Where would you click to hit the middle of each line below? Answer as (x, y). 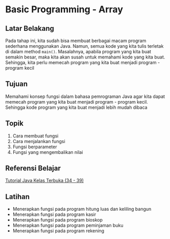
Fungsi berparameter (35, 147)
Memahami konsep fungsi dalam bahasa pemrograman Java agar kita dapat (85, 96)
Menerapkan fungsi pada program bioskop (58, 220)
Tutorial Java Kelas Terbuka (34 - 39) (45, 181)
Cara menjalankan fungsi (39, 141)
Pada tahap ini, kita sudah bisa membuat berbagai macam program (76, 41)
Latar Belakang (30, 28)
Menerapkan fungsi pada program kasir (54, 214)
